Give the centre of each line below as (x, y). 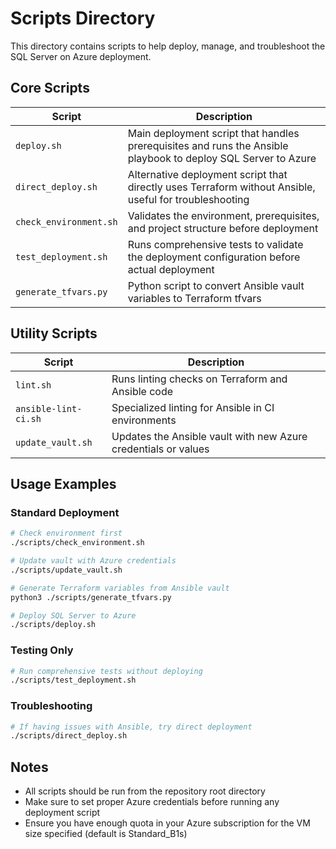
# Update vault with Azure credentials (93, 561)
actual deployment (171, 269)
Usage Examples (63, 483)
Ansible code (142, 391)
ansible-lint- (49, 408)
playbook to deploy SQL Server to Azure (222, 158)
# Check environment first (66, 533)
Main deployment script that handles (213, 133)
